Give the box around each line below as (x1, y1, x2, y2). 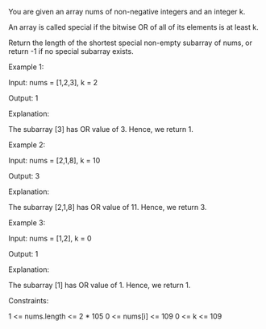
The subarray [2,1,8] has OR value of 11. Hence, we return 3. (8, 203, 207, 212)
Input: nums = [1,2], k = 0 (8, 233, 92, 243)
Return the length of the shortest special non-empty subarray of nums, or (8, 38, 252, 47)
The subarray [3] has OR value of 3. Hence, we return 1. (8, 125, 193, 134)
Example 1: (8, 62, 44, 72)
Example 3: (8, 218, 46, 228)
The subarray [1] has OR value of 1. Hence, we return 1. (8, 281, 191, 290)
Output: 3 (8, 171, 40, 180)
